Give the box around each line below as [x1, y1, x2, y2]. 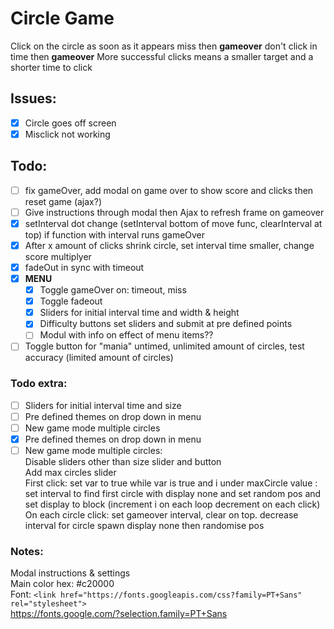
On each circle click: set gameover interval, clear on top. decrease [24, 509, 299, 521]
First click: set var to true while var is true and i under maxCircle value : [24, 477, 318, 489]
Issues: [10, 90, 57, 107]
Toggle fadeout [39, 295, 103, 307]
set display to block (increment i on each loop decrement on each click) [24, 498, 321, 511]
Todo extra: [10, 377, 68, 391]
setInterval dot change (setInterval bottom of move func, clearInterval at [24, 217, 323, 229]
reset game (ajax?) [24, 195, 103, 207]
